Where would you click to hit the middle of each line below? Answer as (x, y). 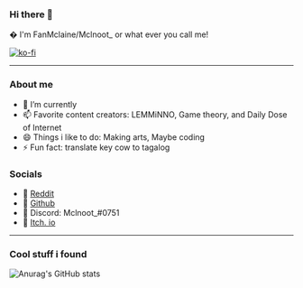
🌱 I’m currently (50, 104)
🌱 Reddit (38, 193)
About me (32, 85)
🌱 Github (39, 203)
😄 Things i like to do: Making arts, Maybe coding (114, 137)
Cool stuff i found (48, 254)
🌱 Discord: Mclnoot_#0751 (71, 212)
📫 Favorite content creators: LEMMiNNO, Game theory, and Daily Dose (155, 114)
